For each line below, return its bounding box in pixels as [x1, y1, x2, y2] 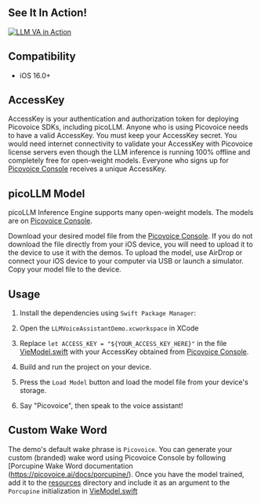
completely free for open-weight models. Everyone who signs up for [8, 156, 229, 166]
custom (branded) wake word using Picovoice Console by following [8, 453, 226, 462]
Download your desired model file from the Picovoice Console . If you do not [8, 231, 253, 241]
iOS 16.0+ [19, 71, 51, 80]
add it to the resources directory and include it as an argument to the [8, 478, 230, 487]
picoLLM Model [8, 187, 85, 200]
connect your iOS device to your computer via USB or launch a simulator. [8, 257, 245, 266]
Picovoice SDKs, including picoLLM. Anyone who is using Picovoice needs [8, 122, 248, 132]
